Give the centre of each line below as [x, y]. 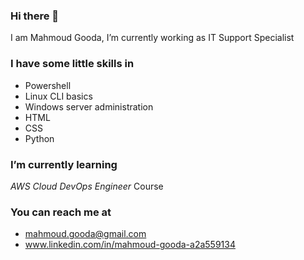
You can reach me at [61, 212]
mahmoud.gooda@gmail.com [85, 234]
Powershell [48, 85]
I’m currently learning [64, 164]
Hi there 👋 [35, 16]
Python [39, 138]
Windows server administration [89, 106]
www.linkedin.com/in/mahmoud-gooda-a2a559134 [130, 245]
